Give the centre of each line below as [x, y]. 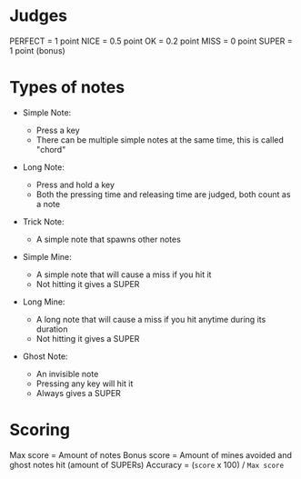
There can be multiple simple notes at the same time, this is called [160, 140]
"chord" [51, 149]
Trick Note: [44, 221]
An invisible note [67, 374]
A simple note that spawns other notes [109, 239]
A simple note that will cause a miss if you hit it [124, 274]
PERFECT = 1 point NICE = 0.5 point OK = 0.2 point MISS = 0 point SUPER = [151, 41]
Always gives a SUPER [78, 393]
